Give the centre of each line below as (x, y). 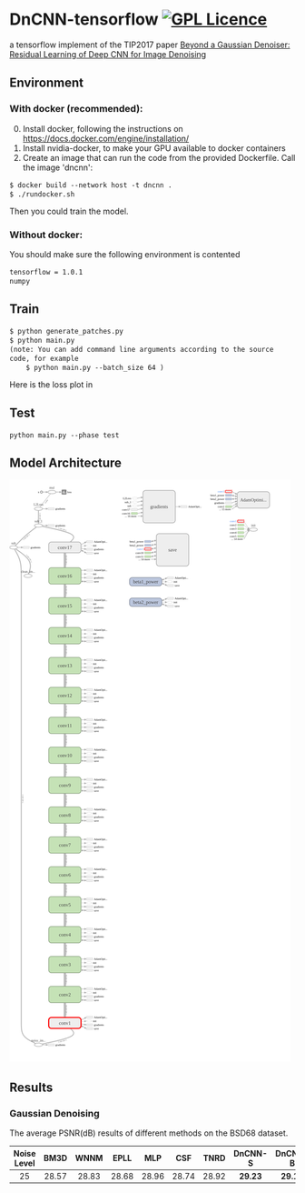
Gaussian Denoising (54, 1113)
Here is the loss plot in (51, 384)
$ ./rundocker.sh (42, 194)
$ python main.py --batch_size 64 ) (95, 367)
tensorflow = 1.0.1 (46, 272)
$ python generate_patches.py (67, 331)
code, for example (44, 358)
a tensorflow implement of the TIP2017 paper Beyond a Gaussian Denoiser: (150, 45)
